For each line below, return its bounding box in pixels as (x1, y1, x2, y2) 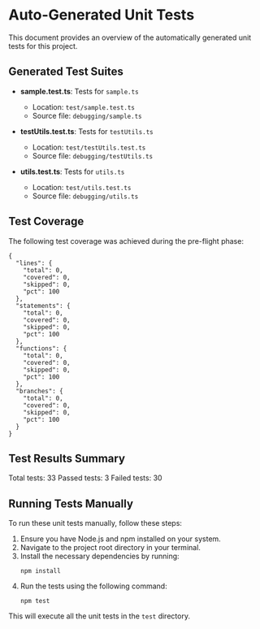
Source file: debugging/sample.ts (32, 111, 142, 120)
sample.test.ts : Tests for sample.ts (19, 86, 140, 96)
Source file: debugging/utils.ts (32, 191, 139, 201)
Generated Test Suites (8, 65, 124, 79)
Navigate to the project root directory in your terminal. (19, 543, 201, 553)
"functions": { (15, 344, 67, 353)
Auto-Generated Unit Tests (8, 6, 195, 24)
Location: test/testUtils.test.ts (32, 142, 146, 152)
